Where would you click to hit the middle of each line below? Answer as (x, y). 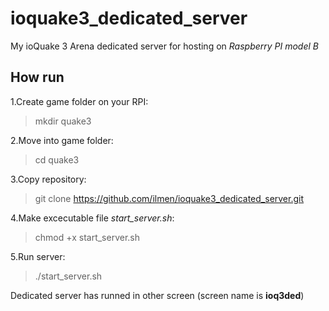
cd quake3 (57, 159)
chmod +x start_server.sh (87, 237)
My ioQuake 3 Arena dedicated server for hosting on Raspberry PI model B (164, 46)
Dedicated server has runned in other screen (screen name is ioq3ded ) (157, 295)
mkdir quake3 (63, 121)
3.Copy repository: (48, 179)
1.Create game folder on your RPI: (79, 101)
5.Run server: (38, 256)
